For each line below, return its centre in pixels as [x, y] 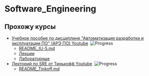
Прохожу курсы [30, 27]
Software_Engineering [50, 9]
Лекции [27, 53]
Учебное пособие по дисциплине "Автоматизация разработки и [77, 38]
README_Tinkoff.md [39, 69]
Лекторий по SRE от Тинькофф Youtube [52, 64]
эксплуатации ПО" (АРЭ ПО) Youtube [50, 43]
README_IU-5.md [37, 48]
